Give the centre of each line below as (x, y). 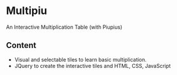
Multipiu (27, 11)
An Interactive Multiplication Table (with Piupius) (64, 27)
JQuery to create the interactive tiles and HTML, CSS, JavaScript (93, 66)
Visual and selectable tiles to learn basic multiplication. (81, 59)
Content (21, 45)
